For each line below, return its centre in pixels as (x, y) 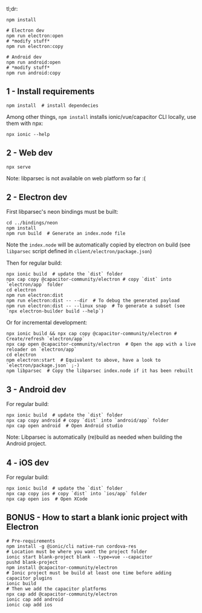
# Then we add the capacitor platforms (57, 589)
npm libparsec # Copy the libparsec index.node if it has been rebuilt (100, 371)
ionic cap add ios (29, 605)
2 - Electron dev (37, 198)
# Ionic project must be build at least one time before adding (89, 573)
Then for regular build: (34, 263)
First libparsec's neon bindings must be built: (62, 212)
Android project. (27, 444)
